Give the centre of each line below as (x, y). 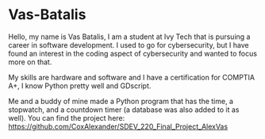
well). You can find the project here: (67, 118)
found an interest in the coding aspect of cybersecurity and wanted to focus (133, 53)
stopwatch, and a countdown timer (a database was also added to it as (124, 110)
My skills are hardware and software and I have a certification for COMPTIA (132, 77)
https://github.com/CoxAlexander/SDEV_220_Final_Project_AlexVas (118, 126)
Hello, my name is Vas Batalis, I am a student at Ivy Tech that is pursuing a (129, 37)
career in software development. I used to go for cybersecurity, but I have (129, 44)
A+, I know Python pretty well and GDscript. (80, 86)
